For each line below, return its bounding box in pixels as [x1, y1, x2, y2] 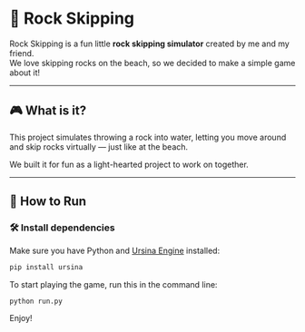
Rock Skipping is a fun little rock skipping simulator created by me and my [9, 38, 290, 49]
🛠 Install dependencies [9, 221, 115, 234]
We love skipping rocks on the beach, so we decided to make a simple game [9, 57, 296, 68]
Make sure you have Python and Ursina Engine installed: [9, 245, 221, 257]
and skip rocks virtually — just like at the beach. [9, 141, 189, 152]
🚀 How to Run [9, 194, 87, 210]
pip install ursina [9, 263, 84, 272]
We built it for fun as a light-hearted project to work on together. [9, 159, 250, 170]
